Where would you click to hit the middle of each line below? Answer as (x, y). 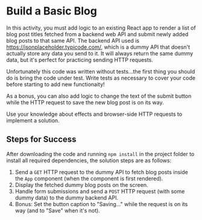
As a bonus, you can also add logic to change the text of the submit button (99, 96)
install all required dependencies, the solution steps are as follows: (89, 160)
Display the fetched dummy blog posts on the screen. (81, 184)
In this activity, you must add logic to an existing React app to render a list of (101, 28)
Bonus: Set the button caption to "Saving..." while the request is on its (101, 204)
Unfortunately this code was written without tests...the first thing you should (101, 71)
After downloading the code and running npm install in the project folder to (100, 154)
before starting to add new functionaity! (55, 84)
